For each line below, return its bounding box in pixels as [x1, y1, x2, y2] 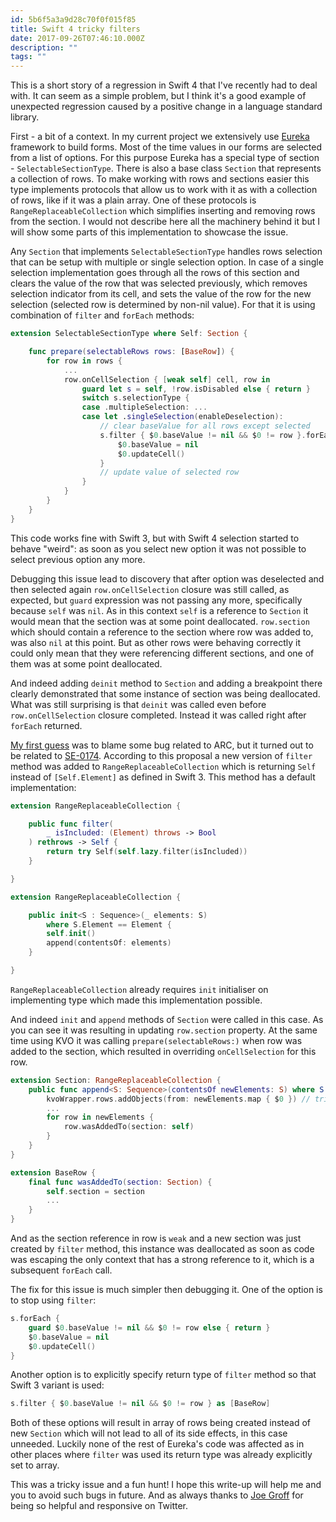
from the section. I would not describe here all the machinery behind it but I [10, 216, 321, 228]
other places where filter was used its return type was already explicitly [10, 1449, 313, 1461]
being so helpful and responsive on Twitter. [10, 1500, 189, 1512]
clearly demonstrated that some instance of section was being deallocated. [10, 687, 321, 700]
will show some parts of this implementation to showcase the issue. [10, 226, 289, 238]
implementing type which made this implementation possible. [10, 994, 263, 1006]
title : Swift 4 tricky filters [10, 24, 141, 34]
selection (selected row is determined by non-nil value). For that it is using [10, 299, 316, 311]
